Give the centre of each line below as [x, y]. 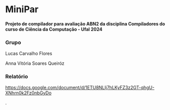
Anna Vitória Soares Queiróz [35, 63]
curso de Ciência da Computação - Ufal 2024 [54, 29]
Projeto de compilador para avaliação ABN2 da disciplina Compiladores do [85, 23]
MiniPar [22, 9]
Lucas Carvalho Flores [29, 53]
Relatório [17, 76]
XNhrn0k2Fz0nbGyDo [28, 93]
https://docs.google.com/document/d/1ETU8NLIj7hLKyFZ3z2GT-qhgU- [80, 88]
